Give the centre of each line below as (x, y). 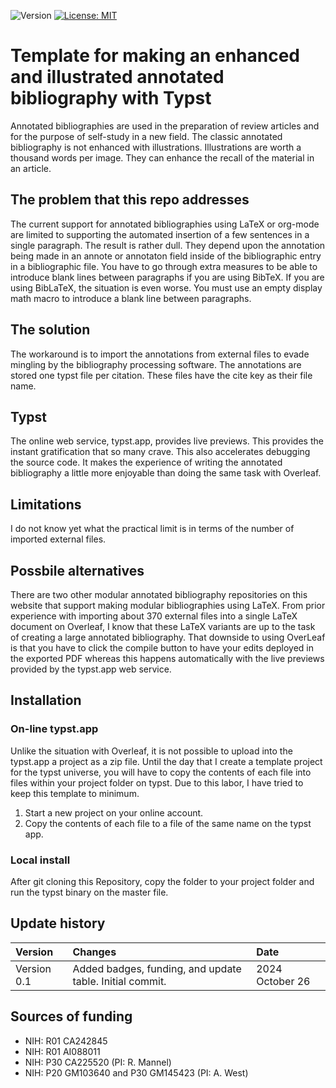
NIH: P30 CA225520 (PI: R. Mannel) (98, 1062)
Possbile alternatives (77, 570)
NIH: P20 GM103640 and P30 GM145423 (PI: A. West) (136, 1072)
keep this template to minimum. (75, 793)
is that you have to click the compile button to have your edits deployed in (162, 648)
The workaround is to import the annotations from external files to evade (160, 354)
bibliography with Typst (111, 98)
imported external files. (58, 539)
